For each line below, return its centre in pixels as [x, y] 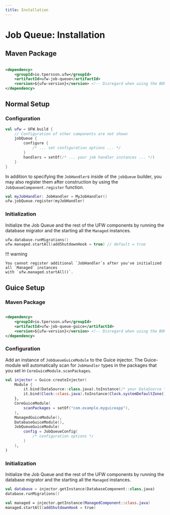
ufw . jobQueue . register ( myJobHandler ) [45, 201]
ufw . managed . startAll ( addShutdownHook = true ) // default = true [75, 244]
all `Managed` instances [31, 268]
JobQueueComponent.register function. [45, 187]
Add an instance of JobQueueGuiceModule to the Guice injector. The [74, 360]
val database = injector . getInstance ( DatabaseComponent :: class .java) [80, 489]
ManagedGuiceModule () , [38, 417]
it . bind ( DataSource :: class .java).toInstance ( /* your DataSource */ [96, 389]
